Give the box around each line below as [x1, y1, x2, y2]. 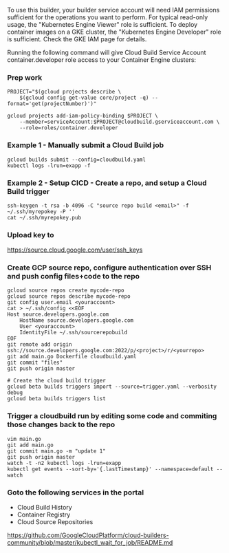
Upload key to [7, 230, 54, 239]
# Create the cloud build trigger [7, 378, 107, 384]
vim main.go [7, 435, 41, 442]
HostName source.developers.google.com [19, 317, 134, 324]
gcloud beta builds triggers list [7, 395, 107, 402]
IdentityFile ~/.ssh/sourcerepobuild [19, 329, 128, 336]
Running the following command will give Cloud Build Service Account [7, 48, 206, 56]
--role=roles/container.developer [19, 124, 118, 131]
